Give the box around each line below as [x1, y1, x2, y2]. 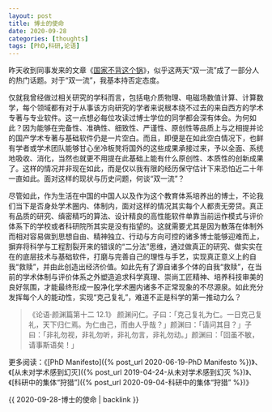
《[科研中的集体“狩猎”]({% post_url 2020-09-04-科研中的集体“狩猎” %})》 [8, 378, 253, 388]
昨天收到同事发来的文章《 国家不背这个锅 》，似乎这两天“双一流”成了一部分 [8, 66, 253, 75]
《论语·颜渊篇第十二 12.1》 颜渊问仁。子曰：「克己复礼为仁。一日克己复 [28, 310, 263, 320]
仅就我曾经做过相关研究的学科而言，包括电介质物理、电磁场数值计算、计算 [8, 92, 257, 102]
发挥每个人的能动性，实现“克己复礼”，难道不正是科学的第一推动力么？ [8, 293, 242, 303]
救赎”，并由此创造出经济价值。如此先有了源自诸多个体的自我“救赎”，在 [19, 262, 255, 272]
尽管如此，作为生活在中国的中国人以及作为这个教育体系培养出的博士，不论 [8, 191, 257, 201]
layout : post [8, 11, 53, 20]
